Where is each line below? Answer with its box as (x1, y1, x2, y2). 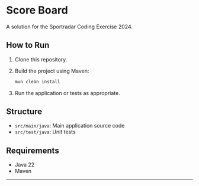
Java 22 (14, 161, 35, 168)
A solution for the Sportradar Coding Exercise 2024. (6, 23, 133, 30)
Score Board (6, 4, 68, 17)
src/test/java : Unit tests (14, 128, 76, 136)
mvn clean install (14, 79, 60, 84)
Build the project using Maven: (14, 67, 89, 74)
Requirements (6, 145, 59, 155)
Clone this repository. (14, 56, 68, 63)
